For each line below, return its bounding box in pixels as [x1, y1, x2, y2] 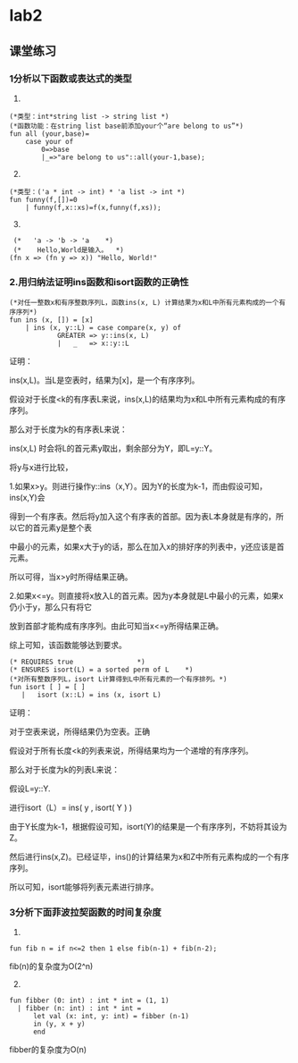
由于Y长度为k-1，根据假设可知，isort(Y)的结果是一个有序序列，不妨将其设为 [9, 822, 287, 832]
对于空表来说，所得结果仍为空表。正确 [9, 726, 150, 738]
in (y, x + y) [32, 1020, 87, 1029]
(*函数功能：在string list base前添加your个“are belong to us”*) [9, 122, 244, 131]
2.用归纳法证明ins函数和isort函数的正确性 [9, 275, 189, 288]
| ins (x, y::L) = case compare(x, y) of [25, 324, 181, 333]
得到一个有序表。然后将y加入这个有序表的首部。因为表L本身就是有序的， [9, 511, 277, 522]
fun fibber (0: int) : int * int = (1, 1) [9, 996, 170, 1006]
